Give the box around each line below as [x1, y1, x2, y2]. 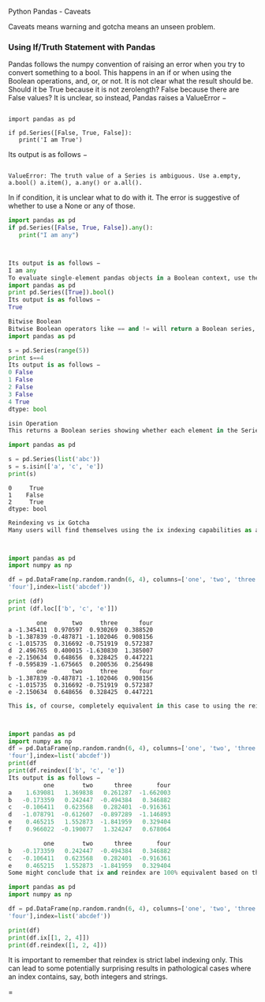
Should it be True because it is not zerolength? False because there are [8, 84, 240, 94]
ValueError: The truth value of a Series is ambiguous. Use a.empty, [8, 172, 242, 180]
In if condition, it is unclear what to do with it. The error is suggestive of [8, 193, 241, 202]
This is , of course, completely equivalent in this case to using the [8, 702, 245, 710]
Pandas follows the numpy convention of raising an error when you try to [8, 59, 245, 69]
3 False [8, 390, 34, 398]
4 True [8, 398, 30, 406]
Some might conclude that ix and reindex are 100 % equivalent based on [8, 869, 248, 877]
